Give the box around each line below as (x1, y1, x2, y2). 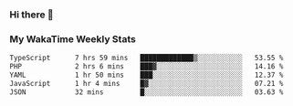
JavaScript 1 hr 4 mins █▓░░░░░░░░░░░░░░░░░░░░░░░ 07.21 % (9, 79, 284, 88)
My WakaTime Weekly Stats (9, 32, 137, 45)
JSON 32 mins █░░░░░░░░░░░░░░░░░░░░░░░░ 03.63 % (9, 87, 284, 97)
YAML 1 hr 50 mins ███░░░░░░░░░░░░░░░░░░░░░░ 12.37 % (9, 70, 284, 79)
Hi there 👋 (9, 8, 55, 21)
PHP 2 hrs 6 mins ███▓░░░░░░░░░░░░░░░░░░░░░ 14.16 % (9, 62, 284, 71)
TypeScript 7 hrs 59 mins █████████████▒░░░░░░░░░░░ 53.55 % (9, 54, 284, 63)
